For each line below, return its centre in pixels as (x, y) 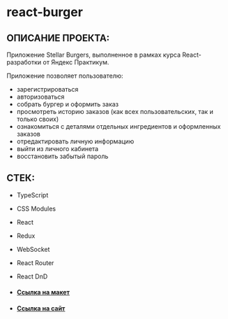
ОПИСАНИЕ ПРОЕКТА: (58, 38)
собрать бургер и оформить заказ (68, 104)
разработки (24, 62)
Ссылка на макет (43, 292)
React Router (35, 262)
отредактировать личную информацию (75, 141)
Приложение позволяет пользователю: (65, 76)
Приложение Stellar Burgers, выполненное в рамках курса (93, 55)
